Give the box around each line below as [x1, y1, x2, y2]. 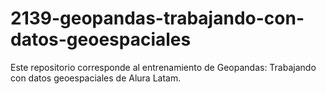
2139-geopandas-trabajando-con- [10, 7, 305, 30]
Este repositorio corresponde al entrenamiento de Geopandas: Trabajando [10, 61, 317, 73]
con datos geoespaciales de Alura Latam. [10, 72, 182, 84]
